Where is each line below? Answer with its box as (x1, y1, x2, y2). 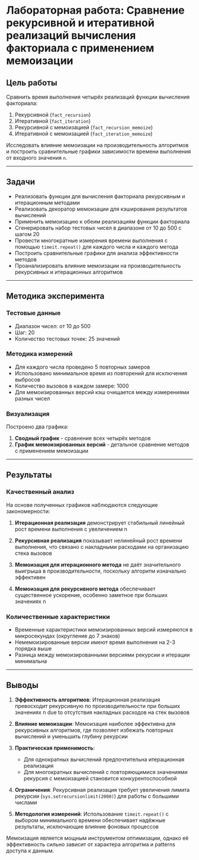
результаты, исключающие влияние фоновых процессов (14, 823, 159, 830)
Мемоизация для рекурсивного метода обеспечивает (14, 585, 156, 592)
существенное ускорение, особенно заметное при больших (14, 591, 168, 598)
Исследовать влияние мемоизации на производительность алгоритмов (6, 142, 189, 148)
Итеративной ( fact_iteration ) (14, 118, 91, 125)
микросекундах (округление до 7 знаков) (14, 633, 120, 640)
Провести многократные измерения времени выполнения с (14, 237, 168, 244)
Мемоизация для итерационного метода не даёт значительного (14, 561, 181, 568)
